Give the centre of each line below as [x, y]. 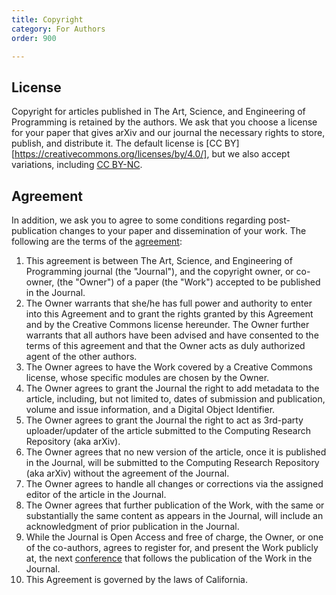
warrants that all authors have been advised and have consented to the [172, 335]
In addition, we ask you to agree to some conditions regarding [138, 220]
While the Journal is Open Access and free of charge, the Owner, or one [174, 537]
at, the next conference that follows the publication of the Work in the [169, 558]
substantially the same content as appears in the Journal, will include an [174, 515]
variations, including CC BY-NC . [77, 165]
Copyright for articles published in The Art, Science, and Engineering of [158, 112]
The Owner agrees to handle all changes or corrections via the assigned [174, 484]
